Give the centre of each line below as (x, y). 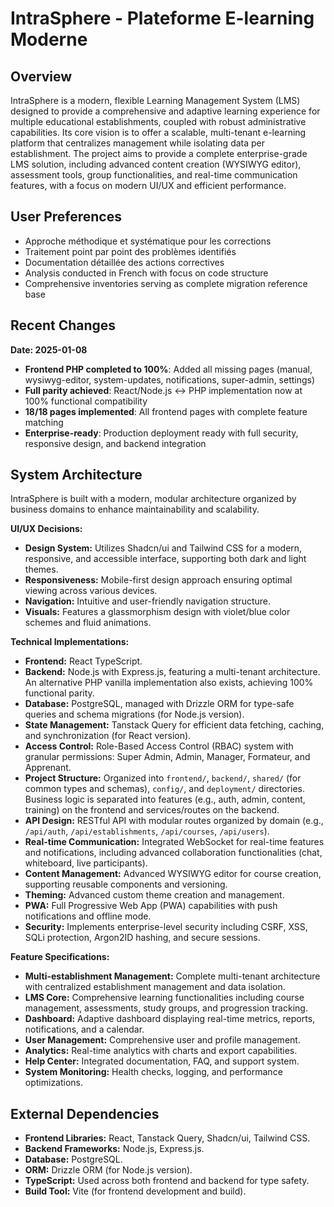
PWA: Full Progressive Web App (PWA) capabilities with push (151, 906)
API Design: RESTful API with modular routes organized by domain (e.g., (174, 821)
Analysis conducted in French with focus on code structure (146, 273)
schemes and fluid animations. (88, 623)
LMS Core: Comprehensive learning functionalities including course (164, 998)
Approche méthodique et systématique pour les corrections (148, 241)
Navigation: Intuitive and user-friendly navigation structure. (147, 601)
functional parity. (59, 693)
